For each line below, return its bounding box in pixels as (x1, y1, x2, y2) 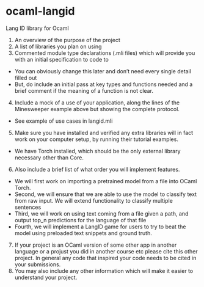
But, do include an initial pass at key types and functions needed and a (14, 81, 193, 88)
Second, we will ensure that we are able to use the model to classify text (14, 191, 197, 198)
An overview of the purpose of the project (14, 36, 120, 43)
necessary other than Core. (14, 154, 84, 161)
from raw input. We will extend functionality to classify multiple (14, 197, 173, 204)
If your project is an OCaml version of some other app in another (14, 241, 177, 249)
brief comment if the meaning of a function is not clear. (14, 87, 154, 94)
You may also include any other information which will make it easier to (14, 267, 194, 274)
